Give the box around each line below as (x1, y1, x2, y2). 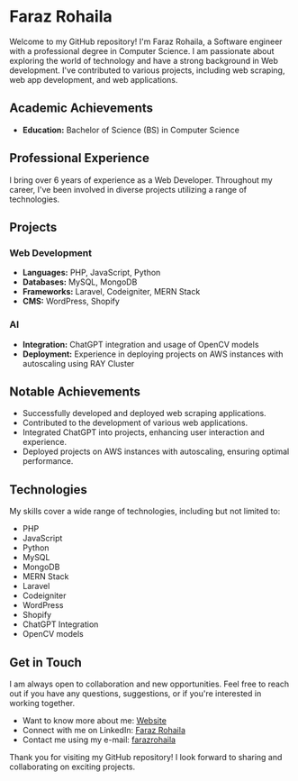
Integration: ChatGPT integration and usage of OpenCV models (22, 339, 259, 350)
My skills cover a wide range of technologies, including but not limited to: (9, 506, 281, 517)
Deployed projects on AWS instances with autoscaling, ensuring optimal (22, 446, 290, 457)
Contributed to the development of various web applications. (22, 417, 248, 429)
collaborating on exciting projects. (9, 761, 136, 772)
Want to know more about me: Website (22, 714, 167, 726)
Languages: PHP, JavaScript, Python (22, 268, 161, 278)
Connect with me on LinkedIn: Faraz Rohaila (22, 724, 186, 735)
